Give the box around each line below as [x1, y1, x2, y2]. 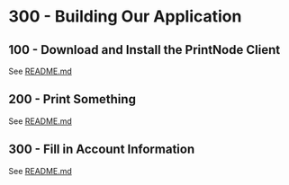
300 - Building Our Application [8, 6, 242, 27]
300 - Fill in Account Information [8, 142, 195, 157]
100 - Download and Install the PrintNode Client [8, 42, 281, 57]
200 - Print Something [8, 92, 137, 107]
